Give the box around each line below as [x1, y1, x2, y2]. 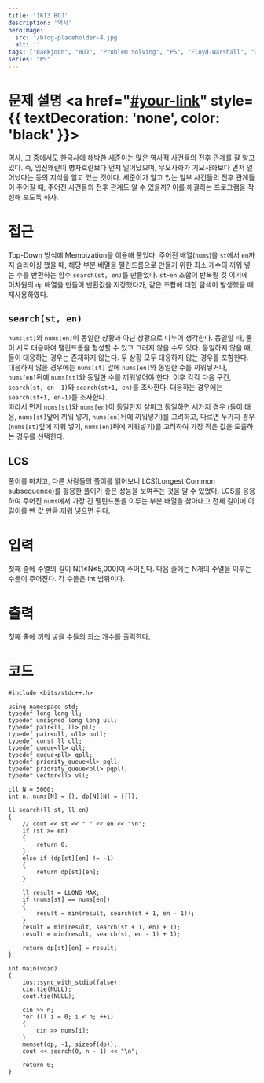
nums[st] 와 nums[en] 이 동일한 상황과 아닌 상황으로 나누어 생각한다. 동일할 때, [8, 332, 245, 343]
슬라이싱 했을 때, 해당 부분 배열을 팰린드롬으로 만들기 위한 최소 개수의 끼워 [16, 260, 243, 269]
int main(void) [8, 965, 58, 973]
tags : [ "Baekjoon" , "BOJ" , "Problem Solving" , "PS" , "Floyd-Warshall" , [8, 48, 247, 56]
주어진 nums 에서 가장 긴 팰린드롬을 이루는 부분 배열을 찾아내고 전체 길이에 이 [22, 496, 255, 506]
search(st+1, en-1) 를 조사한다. [8, 391, 108, 402]
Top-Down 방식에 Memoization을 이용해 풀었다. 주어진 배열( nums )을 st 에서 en [8, 250, 249, 260]
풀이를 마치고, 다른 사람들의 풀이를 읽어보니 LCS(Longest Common [8, 477, 216, 486]
